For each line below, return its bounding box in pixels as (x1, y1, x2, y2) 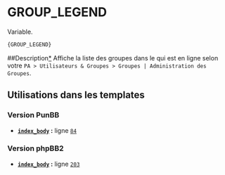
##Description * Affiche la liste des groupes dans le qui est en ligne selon (7, 53, 219, 62)
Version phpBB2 (7, 143, 65, 153)
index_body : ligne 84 (17, 126, 77, 134)
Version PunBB (7, 110, 60, 120)
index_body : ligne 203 (17, 160, 80, 168)
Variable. (7, 27, 33, 36)
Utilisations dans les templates (7, 89, 146, 101)
